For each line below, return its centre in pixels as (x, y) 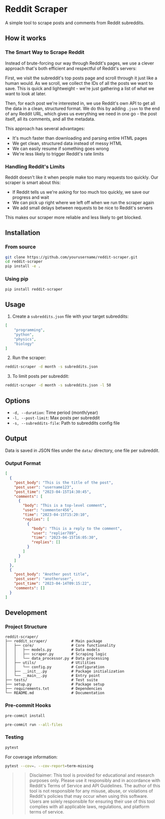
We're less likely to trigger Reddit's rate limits (58, 153)
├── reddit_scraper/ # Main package (54, 641)
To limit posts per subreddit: (41, 376)
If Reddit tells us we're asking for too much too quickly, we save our (81, 192)
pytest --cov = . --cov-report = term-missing (49, 766)
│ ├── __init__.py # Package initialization (65, 671)
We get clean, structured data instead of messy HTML (67, 143)
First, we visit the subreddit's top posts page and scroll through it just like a (81, 78)
